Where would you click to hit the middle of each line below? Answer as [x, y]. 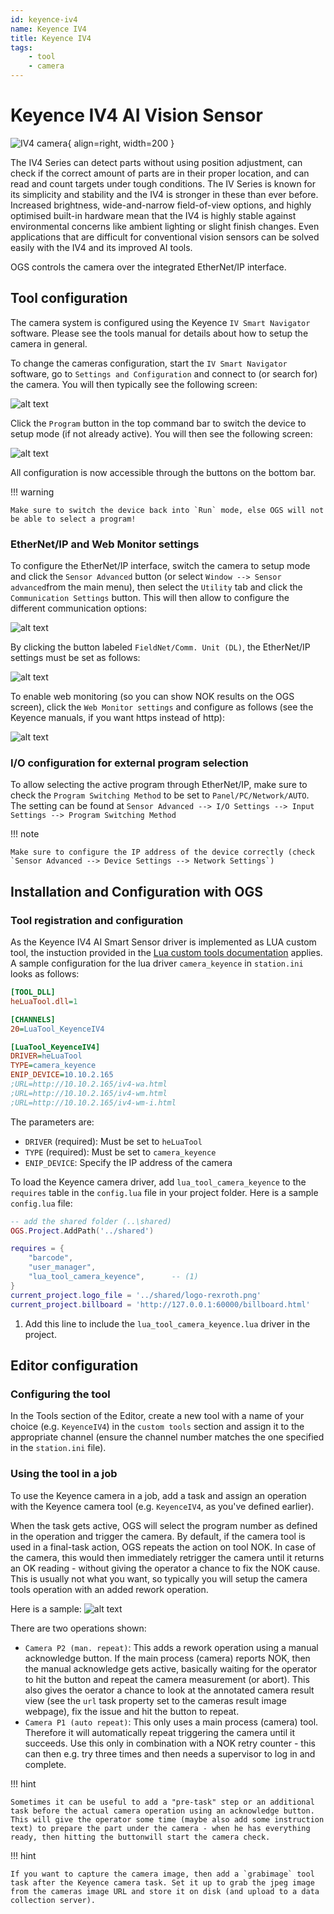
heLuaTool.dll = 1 [44, 1001]
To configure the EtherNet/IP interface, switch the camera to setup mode [160, 566]
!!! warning [32, 492]
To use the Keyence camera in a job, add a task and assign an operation [158, 1495]
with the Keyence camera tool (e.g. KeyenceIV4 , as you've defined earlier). [162, 1506]
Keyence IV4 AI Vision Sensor [136, 115]
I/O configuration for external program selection [129, 763]
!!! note [25, 834]
